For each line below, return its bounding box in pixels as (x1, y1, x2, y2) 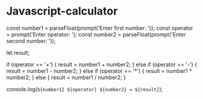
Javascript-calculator (6, 4, 118, 18)
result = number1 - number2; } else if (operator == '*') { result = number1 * (6, 67, 192, 74)
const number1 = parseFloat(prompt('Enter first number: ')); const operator (6, 24, 193, 32)
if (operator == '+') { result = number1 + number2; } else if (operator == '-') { (6, 61, 198, 68)
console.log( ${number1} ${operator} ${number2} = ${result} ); (6, 85, 164, 92)
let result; (6, 49, 30, 56)
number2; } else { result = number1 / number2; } (6, 73, 126, 81)
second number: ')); (6, 37, 56, 44)
